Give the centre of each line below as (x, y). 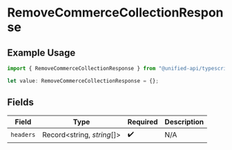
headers (23, 135)
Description (184, 122)
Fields (21, 102)
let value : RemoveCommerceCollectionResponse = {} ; (83, 81)
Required (143, 122)
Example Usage (41, 53)
